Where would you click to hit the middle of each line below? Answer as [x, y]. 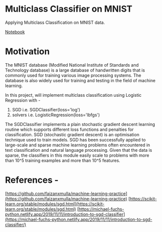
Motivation [27, 52]
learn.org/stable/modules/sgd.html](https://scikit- [55, 204]
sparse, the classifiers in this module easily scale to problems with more [77, 155]
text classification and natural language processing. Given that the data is [79, 150]
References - [32, 180]
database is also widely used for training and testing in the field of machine [80, 80]
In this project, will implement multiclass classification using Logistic [73, 95]
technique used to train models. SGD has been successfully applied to [75, 140]
